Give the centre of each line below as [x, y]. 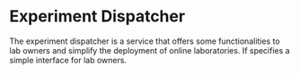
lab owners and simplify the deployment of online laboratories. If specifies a [149, 50]
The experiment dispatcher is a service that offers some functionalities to [145, 41]
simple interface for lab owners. [68, 60]
